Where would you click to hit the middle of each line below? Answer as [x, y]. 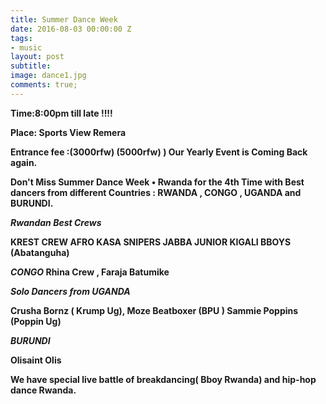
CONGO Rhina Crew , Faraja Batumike [90, 272]
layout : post [37, 57]
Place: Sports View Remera [68, 132]
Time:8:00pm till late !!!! [61, 113]
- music [26, 47]
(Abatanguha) [40, 252]
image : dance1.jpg [48, 76]
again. [24, 162]
